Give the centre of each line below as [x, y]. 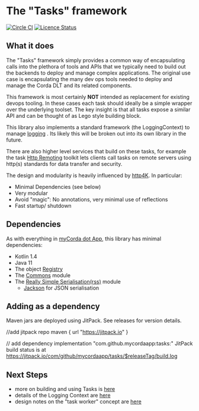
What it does [30, 46]
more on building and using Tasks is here [65, 389]
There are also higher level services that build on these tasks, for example [96, 151]
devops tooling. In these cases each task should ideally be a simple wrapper [99, 103]
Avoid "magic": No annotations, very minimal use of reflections [91, 199]
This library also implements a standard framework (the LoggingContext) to [98, 127]
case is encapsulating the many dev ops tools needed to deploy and [89, 79]
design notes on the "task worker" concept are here [78, 402]
